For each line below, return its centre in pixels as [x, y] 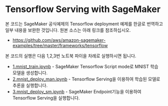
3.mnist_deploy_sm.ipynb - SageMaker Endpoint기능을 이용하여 [77, 91]
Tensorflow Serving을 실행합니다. [46, 98]
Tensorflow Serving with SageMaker [83, 9]
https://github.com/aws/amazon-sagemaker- [59, 40]
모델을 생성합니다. [30, 73]
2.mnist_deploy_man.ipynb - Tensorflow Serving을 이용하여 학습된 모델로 [86, 79]
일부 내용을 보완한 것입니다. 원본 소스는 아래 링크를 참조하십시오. [68, 30]
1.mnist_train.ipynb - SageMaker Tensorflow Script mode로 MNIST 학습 [86, 66]
